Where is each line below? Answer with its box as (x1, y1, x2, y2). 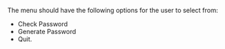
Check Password (17, 20, 68, 28)
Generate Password (17, 28, 76, 36)
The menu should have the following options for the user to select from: (7, 6, 219, 14)
